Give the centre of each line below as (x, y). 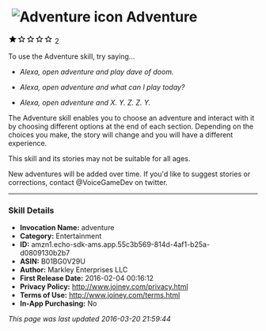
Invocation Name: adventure (67, 228)
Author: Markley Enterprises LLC (74, 270)
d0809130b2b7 (45, 253)
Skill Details (31, 210)
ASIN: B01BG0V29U (52, 261)
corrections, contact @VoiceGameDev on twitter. (88, 182)
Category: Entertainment (61, 236)
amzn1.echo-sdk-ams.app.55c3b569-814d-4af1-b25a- (121, 244)
